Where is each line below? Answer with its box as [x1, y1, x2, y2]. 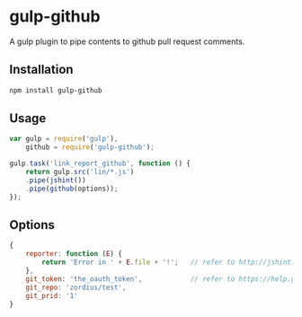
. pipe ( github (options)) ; [25, 184, 119, 193]
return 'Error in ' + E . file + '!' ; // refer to [41, 258, 235, 267]
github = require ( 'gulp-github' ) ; [25, 143, 155, 152]
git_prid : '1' [25, 291, 78, 300]
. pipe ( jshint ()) [25, 175, 87, 185]
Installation [9, 62, 74, 77]
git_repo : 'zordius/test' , [25, 283, 127, 292]
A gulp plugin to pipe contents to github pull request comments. [9, 36, 245, 47]
